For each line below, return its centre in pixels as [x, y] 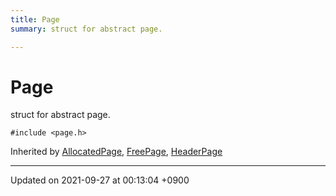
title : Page [35, 19]
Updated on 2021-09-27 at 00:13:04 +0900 [100, 180]
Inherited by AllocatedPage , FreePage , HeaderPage [116, 152]
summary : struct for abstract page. [86, 29]
